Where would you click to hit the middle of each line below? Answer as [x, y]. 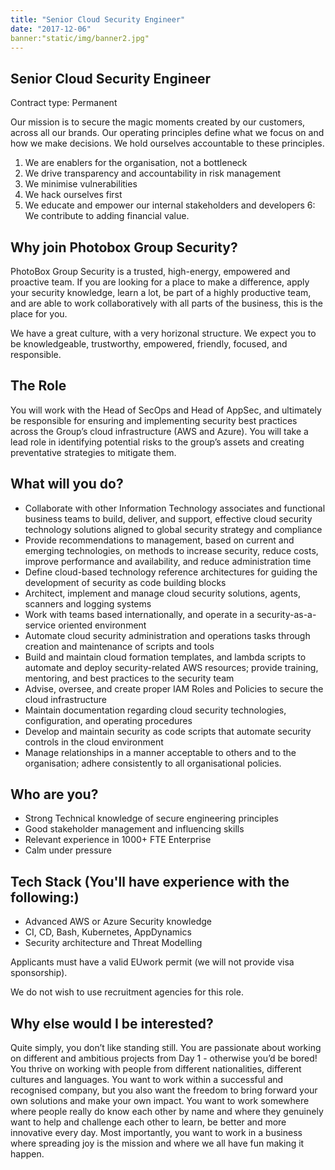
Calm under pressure [68, 850]
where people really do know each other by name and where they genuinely [167, 1112]
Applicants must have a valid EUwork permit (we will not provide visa [152, 962]
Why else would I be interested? [112, 1023]
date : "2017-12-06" [51, 29]
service [40, 625]
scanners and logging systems [88, 603]
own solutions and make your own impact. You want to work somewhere [160, 1101]
